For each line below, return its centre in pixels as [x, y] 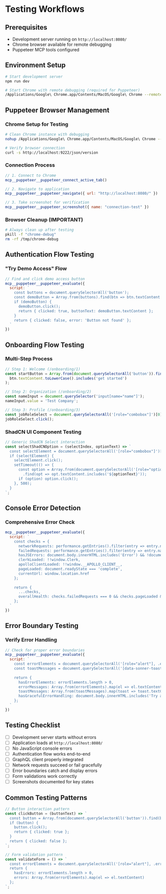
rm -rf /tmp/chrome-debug [32, 239]
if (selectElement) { [32, 456]
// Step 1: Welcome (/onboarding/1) [43, 369]
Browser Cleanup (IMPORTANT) [44, 219]
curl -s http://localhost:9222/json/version [52, 152]
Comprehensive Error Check [40, 522]
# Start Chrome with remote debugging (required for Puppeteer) [73, 90]
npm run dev [17, 81]
